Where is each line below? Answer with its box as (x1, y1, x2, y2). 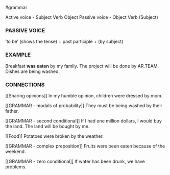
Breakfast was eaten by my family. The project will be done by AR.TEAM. (5, 63, 159, 69)
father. (5, 108, 19, 114)
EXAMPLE (5, 51, 31, 58)
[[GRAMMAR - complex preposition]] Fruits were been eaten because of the (5, 143, 165, 149)
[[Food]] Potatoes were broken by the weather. (5, 133, 104, 139)
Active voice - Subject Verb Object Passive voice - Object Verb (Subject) (5, 14, 158, 20)
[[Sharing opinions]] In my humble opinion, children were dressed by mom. (5, 92, 163, 98)
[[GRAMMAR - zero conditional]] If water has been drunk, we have (5, 158, 145, 164)
